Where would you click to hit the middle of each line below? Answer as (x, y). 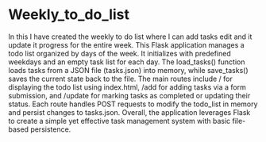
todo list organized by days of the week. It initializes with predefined (120, 53)
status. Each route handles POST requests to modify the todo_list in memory (133, 104)
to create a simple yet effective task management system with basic (120, 121)
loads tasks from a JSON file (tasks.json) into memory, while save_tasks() (128, 70)
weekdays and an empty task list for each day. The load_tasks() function (127, 62)
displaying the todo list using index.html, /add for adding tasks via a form (127, 87)
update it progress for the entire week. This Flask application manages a (126, 44)
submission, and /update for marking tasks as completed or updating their (129, 95)
